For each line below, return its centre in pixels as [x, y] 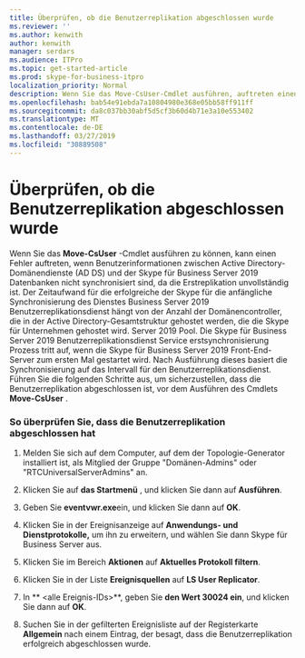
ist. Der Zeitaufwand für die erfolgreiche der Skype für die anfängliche [141, 292]
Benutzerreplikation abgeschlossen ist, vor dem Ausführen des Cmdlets [144, 388]
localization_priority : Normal [69, 85]
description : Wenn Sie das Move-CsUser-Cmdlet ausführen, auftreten [142, 94]
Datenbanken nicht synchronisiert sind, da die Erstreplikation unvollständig [149, 282]
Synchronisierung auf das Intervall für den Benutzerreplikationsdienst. [141, 369]
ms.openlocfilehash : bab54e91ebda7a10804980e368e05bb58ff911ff [132, 102]
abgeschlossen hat [53, 433]
